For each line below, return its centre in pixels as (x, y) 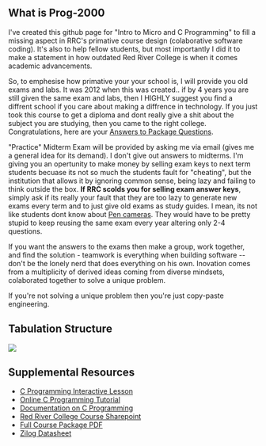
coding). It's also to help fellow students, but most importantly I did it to (124, 49)
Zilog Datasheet (46, 433)
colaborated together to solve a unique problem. (87, 280)
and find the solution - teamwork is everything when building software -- (127, 255)
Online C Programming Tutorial (70, 400)
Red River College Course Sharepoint (80, 417)
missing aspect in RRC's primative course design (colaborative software (125, 40)
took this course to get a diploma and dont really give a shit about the (122, 115)
